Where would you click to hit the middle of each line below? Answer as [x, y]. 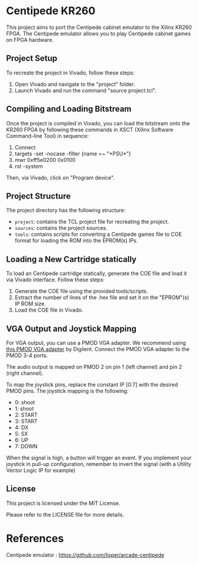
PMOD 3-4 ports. [27, 355]
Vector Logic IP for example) [41, 470]
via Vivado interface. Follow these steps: [56, 280]
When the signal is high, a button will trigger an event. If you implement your [99, 458]
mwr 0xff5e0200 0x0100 [45, 160]
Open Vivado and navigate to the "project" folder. [75, 84]
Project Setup [32, 58]
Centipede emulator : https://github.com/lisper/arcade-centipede [85, 555]
